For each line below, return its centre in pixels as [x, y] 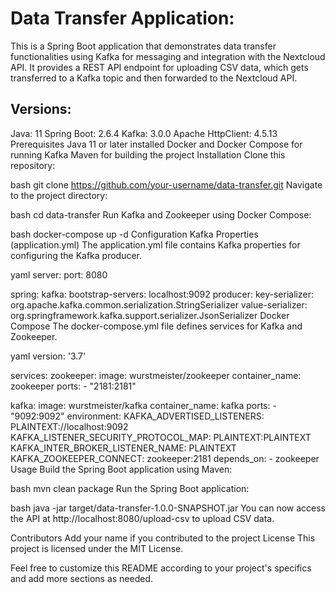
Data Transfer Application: [122, 18]
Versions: [41, 109]
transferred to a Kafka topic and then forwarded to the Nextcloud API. [154, 78]
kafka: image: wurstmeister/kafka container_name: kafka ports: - [143, 405]
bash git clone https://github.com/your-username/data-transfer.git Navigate [166, 184]
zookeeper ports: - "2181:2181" [73, 386]
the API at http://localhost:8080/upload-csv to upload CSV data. [142, 518]
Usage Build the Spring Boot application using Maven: [121, 469]
